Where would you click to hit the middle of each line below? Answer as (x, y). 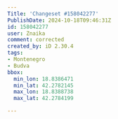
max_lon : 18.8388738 (44, 92)
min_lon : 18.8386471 (44, 79)
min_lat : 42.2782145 (44, 85)
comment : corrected (36, 40)
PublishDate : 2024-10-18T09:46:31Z (59, 20)
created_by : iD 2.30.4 (40, 46)
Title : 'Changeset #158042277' (53, 14)
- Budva (19, 66)
